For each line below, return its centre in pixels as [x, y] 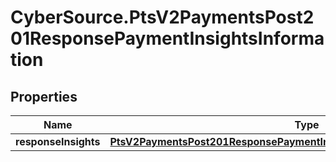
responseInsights [58, 141]
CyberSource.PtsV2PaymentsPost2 [162, 17]
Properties [44, 96]
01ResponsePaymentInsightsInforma [167, 38]
